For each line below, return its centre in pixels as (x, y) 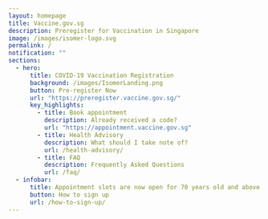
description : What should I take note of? (116, 142)
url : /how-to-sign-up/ (67, 202)
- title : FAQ (59, 157)
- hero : (28, 68)
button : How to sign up (69, 195)
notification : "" (37, 53)
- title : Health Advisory (81, 135)
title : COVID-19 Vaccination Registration (102, 75)
